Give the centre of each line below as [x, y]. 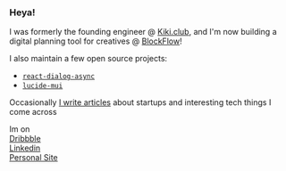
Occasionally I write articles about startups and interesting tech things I [140, 102]
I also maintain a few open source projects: [88, 59]
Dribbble [25, 139]
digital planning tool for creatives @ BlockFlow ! [96, 41]
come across [33, 112]
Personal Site [34, 158]
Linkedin [25, 148]
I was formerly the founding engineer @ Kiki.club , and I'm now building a [143, 32]
